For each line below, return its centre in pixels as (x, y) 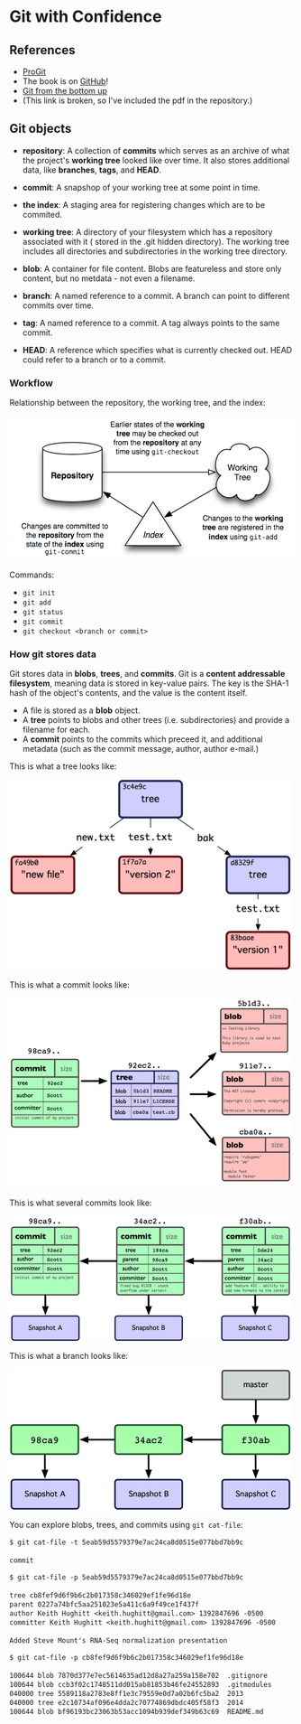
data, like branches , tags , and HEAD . (92, 170)
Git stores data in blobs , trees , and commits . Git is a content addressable (147, 674)
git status (43, 613)
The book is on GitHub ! (65, 81)
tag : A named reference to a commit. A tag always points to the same (151, 323)
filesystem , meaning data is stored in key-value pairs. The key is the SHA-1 (149, 683)
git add (36, 603)
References (42, 50)
